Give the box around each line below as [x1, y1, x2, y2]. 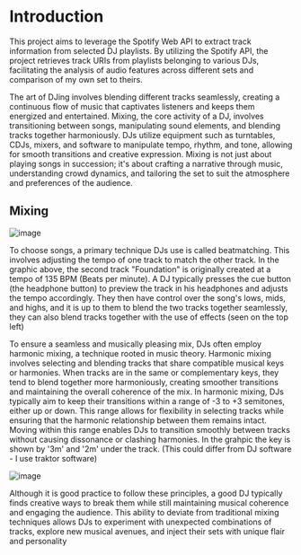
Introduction [9, 6, 104, 27]
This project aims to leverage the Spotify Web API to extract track [9, 36, 252, 47]
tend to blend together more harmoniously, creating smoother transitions [9, 376, 279, 387]
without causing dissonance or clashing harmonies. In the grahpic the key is [9, 434, 291, 445]
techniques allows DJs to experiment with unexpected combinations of [9, 516, 272, 527]
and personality [9, 535, 67, 546]
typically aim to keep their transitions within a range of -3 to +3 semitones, [9, 395, 286, 406]
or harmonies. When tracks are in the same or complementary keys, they [9, 366, 279, 378]
